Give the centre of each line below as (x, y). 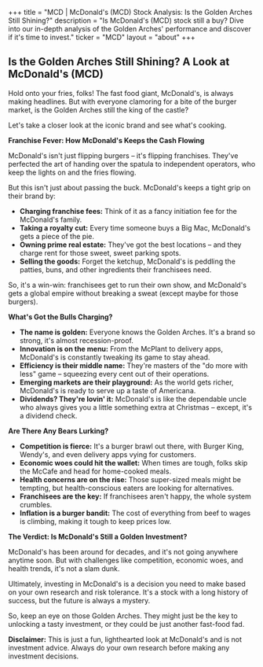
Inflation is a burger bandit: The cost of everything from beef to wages (135, 513)
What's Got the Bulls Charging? (60, 317)
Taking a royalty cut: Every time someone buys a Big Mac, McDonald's (135, 227)
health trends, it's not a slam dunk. (64, 568)
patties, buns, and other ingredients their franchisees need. (115, 269)
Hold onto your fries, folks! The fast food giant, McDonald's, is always (121, 93)
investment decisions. (44, 656)
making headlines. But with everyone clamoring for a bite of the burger (122, 101)
